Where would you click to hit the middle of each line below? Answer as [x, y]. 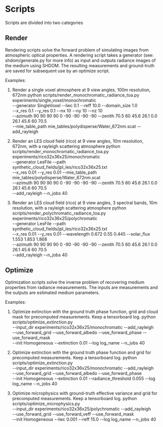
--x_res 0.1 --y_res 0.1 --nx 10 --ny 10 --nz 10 [57, 110]
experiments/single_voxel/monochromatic [54, 100]
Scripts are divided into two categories [44, 23]
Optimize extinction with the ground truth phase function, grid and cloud [85, 311]
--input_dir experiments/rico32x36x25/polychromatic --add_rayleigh [81, 409]
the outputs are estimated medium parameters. [52, 293]
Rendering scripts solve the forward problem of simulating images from [77, 50]
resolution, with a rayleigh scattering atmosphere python [69, 208]
